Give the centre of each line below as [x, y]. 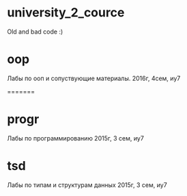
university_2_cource [66, 13]
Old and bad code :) [35, 32]
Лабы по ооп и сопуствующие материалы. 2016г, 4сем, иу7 [94, 78]
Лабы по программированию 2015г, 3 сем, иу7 [76, 138]
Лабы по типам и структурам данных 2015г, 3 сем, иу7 [87, 185]
